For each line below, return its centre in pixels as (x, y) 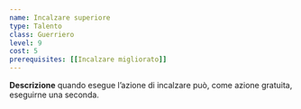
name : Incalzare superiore (60, 18)
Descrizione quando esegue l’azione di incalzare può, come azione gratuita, (151, 85)
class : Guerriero (42, 34)
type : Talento (36, 26)
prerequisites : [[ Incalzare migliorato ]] (88, 59)
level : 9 (26, 43)
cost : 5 (24, 51)
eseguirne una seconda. (54, 95)
